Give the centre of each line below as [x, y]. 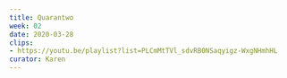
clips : [21, 43]
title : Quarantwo [42, 17]
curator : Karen [38, 59]
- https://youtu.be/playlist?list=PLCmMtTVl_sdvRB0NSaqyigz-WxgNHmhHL [143, 51]
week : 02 [25, 26]
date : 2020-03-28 [42, 34]
